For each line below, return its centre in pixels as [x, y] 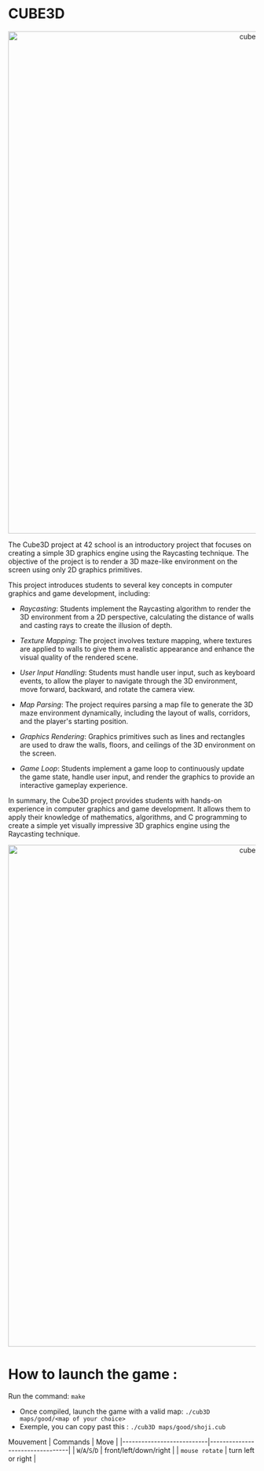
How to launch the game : [93, 1375]
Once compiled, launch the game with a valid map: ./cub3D [115, 1411]
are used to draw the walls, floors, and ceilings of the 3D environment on [137, 745]
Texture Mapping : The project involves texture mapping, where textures [136, 640]
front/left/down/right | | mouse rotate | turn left [179, 1450]
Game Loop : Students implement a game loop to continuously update [132, 768]
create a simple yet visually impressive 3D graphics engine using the [119, 825]
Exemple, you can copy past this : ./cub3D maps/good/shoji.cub [123, 1426]
